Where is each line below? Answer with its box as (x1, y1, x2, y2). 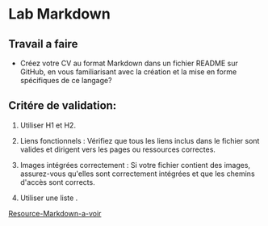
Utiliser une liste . (19, 193, 78, 203)
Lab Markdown (8, 5, 111, 23)
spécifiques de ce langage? (19, 76, 112, 85)
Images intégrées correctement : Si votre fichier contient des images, (19, 160, 251, 169)
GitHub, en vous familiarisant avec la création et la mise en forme (19, 67, 237, 77)
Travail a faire (8, 37, 78, 51)
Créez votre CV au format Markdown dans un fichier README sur (19, 58, 238, 68)
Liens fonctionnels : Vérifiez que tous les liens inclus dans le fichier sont (19, 136, 260, 145)
